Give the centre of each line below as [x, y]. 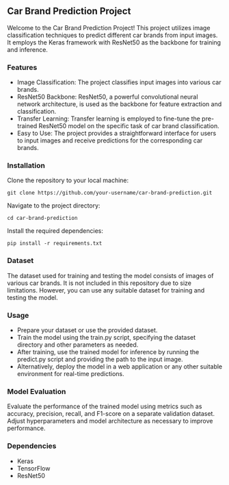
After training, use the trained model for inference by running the [108, 352]
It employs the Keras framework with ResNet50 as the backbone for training [114, 42]
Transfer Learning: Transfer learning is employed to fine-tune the [108, 119]
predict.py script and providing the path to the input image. [100, 359]
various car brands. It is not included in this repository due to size [99, 283]
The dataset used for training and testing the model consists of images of [110, 275]
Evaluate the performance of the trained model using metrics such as [105, 406]
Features [22, 67]
